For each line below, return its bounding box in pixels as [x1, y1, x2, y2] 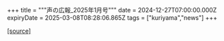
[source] [7, 27, 31, 35]
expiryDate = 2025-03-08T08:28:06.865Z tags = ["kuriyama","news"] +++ [7, 14, 218, 22]
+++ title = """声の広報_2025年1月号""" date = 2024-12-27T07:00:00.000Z [7, 6, 217, 14]
